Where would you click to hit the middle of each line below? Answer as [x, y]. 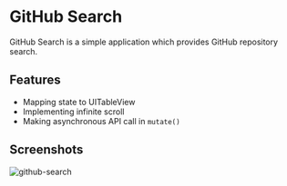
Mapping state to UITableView [79, 102]
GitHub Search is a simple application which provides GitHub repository [144, 42]
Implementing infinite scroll [73, 112]
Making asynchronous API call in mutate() [101, 121]
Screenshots [46, 150]
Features [35, 80]
